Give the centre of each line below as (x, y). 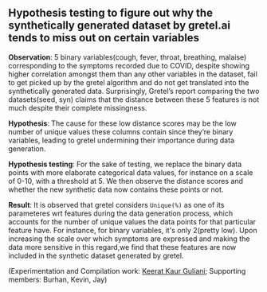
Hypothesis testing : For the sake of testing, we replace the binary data (125, 164)
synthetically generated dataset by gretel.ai (120, 26)
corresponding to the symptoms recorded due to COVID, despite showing (129, 65)
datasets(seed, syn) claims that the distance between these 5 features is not (134, 99)
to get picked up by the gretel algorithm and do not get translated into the (129, 82)
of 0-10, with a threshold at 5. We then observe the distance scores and (126, 181)
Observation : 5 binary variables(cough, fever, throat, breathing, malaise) (128, 57)
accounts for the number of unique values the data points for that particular (132, 221)
